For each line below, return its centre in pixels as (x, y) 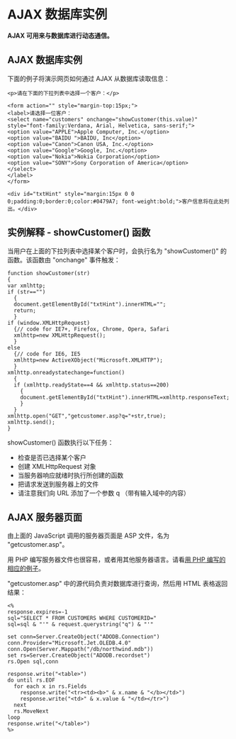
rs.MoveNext (32, 711)
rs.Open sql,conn (33, 662)
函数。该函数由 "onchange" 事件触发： (64, 260)
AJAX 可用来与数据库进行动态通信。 (60, 35)
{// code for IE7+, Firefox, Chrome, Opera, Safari (92, 329)
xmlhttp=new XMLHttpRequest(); (60, 335)
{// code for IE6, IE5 (47, 354)
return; (25, 310)
